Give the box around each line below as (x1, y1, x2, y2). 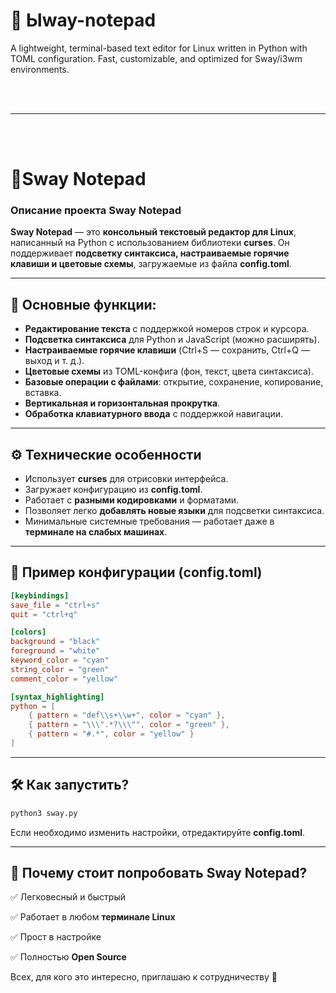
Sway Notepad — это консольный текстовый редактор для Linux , (10, 226, 297, 238)
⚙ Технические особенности (10, 446, 202, 463)
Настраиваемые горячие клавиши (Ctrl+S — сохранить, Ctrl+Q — (24, 344, 310, 356)
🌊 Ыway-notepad (10, 9, 157, 32)
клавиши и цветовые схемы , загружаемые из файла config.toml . (10, 258, 292, 270)
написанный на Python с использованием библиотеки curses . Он (10, 237, 290, 249)
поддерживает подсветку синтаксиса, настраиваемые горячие (10, 247, 290, 259)
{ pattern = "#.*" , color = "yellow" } (28, 729, 195, 739)
